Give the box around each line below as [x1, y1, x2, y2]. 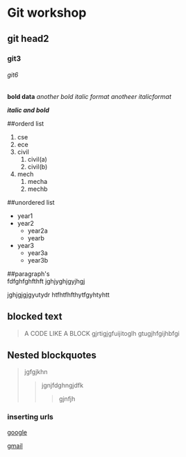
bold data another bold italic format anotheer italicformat [7, 92, 172, 100]
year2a [27, 226, 49, 235]
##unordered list [7, 198, 55, 206]
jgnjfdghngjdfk [41, 381, 84, 389]
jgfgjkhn [24, 368, 48, 376]
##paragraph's [7, 270, 50, 278]
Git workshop [7, 5, 87, 21]
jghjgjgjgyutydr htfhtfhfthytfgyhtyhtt [7, 291, 110, 299]
